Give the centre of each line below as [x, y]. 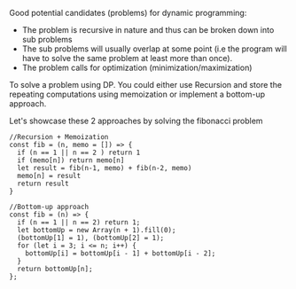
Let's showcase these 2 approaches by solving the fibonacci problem [136, 121]
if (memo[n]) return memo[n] [71, 160]
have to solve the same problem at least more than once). [127, 58]
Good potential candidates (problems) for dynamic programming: [128, 13]
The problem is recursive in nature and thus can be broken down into [148, 30]
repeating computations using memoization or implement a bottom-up [137, 94]
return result [43, 184]
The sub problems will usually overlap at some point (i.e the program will [155, 49]
